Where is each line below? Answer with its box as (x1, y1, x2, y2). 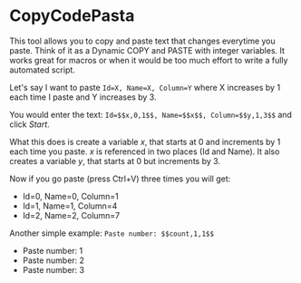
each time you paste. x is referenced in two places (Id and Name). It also (9, 146, 280, 157)
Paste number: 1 (22, 245, 83, 256)
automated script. (9, 64, 75, 75)
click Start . (9, 119, 50, 130)
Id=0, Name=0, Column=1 (22, 190, 120, 201)
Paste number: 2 (22, 255, 84, 266)
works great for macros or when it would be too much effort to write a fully (9, 54, 288, 65)
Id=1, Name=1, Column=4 (22, 200, 118, 211)
